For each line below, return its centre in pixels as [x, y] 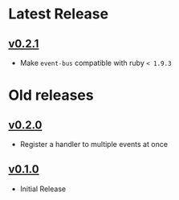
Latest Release [59, 14]
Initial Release [43, 189]
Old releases [51, 95]
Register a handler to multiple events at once [94, 144]
